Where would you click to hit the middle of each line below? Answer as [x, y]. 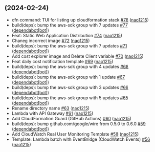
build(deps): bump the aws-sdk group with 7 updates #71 [69, 45]
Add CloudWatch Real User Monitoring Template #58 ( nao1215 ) [75, 134]
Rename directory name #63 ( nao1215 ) [51, 108]
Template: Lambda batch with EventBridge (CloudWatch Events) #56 [81, 139]
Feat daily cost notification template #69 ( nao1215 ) [62, 61]
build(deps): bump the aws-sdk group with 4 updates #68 [70, 66]
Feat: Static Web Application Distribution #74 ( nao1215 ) [67, 35]
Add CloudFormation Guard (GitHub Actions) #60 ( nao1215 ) [71, 118]
